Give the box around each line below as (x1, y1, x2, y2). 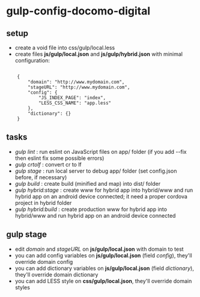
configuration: (14, 57, 50, 64)
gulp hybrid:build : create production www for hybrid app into (14, 206, 167, 213)
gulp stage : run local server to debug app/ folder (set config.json (14, 167, 177, 174)
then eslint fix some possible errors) (14, 155, 105, 162)
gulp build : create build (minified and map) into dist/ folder (14, 180, 161, 187)
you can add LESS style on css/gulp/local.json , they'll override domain (14, 277, 192, 284)
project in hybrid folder (14, 199, 72, 206)
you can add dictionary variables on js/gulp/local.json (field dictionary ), (14, 265, 194, 272)
